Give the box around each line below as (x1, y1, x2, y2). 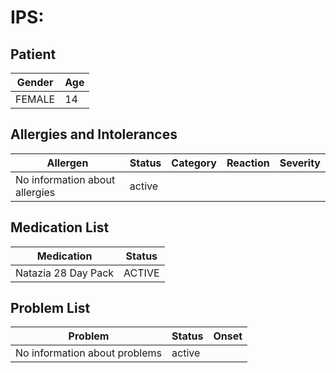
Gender (16, 76, 54, 89)
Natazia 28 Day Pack (15, 266, 115, 280)
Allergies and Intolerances (10, 126, 178, 143)
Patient (10, 46, 57, 63)
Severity (279, 156, 321, 170)
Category (171, 156, 217, 170)
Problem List (10, 300, 91, 317)
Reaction (226, 156, 270, 170)
